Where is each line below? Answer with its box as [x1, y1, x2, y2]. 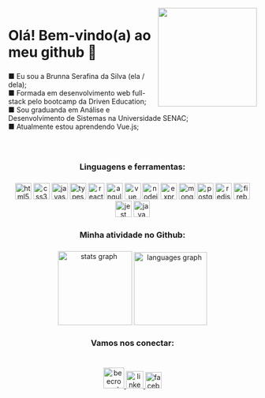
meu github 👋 [8, 43, 97, 62]
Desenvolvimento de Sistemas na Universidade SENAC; [8, 114, 189, 123]
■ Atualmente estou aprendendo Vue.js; [8, 122, 140, 132]
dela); [8, 80, 28, 89]
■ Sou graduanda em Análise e [8, 105, 110, 115]
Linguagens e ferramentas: [79, 161, 186, 172]
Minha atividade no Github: [79, 229, 186, 240]
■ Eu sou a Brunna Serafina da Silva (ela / [8, 72, 145, 81]
